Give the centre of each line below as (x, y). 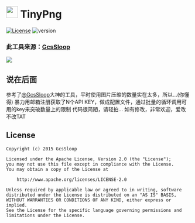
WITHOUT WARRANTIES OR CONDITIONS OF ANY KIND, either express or (89, 200)
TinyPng (41, 14)
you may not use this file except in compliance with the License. (90, 164)
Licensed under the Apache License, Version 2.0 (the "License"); (89, 159)
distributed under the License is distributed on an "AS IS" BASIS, (91, 195)
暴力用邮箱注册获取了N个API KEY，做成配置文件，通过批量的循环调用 (98, 102)
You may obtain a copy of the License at (57, 169)
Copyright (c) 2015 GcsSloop (42, 149)
